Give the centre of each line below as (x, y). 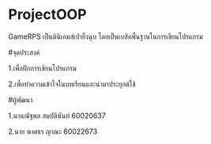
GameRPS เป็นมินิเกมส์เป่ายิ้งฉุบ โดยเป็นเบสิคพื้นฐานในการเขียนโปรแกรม (105, 36)
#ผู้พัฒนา (21, 100)
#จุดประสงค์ (24, 52)
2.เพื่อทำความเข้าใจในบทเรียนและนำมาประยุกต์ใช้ (72, 84)
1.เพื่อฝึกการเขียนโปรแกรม (42, 68)
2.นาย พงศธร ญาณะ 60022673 (53, 131)
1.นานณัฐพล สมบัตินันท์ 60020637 (57, 116)
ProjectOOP (47, 15)
